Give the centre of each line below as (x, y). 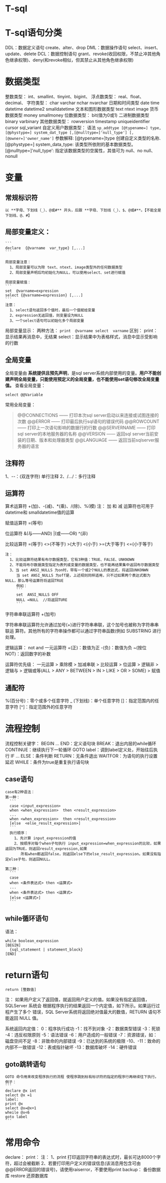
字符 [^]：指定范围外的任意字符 (41, 707)
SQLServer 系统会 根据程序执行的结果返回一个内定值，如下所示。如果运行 (81, 1005)
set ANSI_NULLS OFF (37, 595)
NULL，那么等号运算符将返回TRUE (34, 581)
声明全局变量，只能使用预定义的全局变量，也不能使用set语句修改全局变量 (84, 379)
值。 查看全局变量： (25, 385)
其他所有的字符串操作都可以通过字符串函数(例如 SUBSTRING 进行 (95, 631)
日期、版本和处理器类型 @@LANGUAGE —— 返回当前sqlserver (90, 440)
